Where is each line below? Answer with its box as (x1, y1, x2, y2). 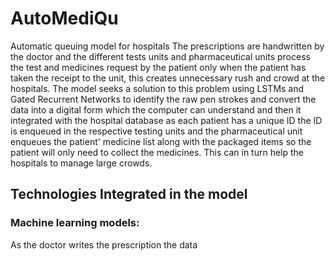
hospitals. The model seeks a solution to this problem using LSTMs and (10, 82, 305, 94)
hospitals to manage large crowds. (10, 157, 153, 169)
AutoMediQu (10, 7, 119, 30)
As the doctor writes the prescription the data (10, 238, 198, 251)
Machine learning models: (10, 216, 140, 230)
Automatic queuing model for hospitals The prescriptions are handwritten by (10, 40, 325, 52)
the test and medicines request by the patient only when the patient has (10, 61, 307, 73)
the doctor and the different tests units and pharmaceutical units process (10, 50, 311, 62)
